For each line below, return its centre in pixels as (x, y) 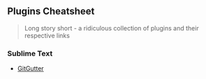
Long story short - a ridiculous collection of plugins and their (111, 28)
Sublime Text (30, 53)
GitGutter (30, 69)
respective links (47, 35)
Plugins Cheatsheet (51, 11)
